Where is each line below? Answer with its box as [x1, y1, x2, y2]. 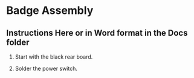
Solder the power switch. [15, 65, 77, 72]
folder [6, 37, 30, 47]
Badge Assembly [6, 4, 94, 18]
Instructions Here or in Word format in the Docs [6, 28, 188, 38]
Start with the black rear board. [15, 53, 93, 60]
